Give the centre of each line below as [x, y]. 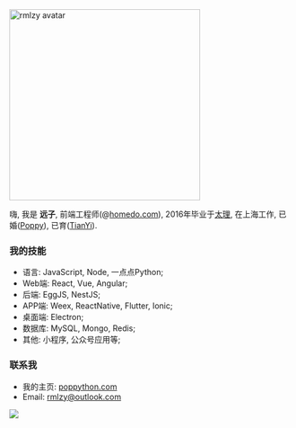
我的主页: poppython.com [70, 387]
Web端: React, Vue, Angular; [75, 283]
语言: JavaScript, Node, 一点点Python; [93, 272]
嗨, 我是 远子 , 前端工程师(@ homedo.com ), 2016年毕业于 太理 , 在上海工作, [143, 214]
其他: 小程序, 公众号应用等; [71, 340]
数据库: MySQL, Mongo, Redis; [79, 328]
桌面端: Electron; [53, 317]
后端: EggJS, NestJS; [61, 295]
